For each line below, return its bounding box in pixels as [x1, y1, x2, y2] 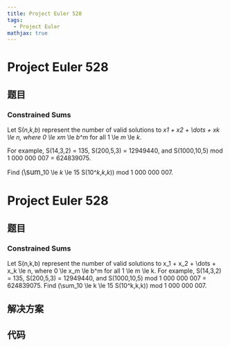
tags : [7, 17, 23, 24]
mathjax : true [7, 29, 48, 37]
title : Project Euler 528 [7, 10, 82, 17]
